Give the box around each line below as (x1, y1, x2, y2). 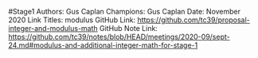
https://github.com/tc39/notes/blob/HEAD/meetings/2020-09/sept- (8, 32, 230, 41)
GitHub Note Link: (99, 24, 158, 33)
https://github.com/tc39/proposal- (137, 15, 250, 25)
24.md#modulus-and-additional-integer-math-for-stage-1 (8, 41, 198, 50)
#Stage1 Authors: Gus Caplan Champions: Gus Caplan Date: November (8, 7, 241, 16)
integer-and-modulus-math (8, 24, 98, 33)
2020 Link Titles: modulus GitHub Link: (8, 15, 136, 25)
